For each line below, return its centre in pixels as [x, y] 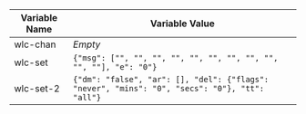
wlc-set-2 [37, 88]
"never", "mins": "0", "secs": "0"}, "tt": [168, 88]
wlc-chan [35, 44]
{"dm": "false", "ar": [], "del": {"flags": [171, 79]
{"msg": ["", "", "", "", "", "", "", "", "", [175, 58]
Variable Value [183, 24]
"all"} [87, 97]
